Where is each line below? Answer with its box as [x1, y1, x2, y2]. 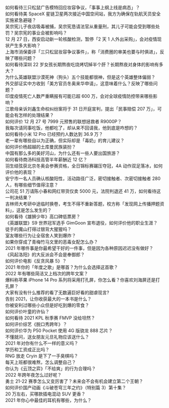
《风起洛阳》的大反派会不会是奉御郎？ [5, 251, 85, 257]
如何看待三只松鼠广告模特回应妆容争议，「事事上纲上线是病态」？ [5, 5, 140, 10]
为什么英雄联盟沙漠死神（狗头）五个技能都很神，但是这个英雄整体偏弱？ [5, 74, 155, 80]
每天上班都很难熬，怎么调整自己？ [5, 359, 76, 365]
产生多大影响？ [9, 43, 41, 48]
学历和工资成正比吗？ [5, 347, 49, 352]
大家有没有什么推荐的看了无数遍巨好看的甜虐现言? [5, 289, 109, 295]
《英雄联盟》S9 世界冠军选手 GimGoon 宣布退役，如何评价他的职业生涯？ [5, 220, 158, 226]
